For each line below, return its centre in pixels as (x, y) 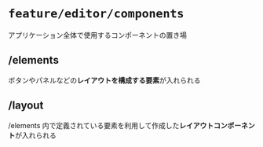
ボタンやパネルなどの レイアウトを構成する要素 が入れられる (104, 80)
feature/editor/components (96, 14)
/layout (26, 106)
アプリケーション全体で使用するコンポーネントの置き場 (97, 35)
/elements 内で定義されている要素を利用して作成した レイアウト (111, 125)
